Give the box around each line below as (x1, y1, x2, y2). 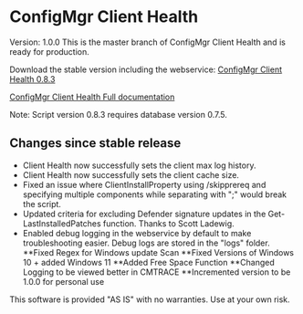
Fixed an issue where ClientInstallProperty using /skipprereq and (22, 179, 266, 190)
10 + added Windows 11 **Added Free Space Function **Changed (22, 256, 276, 267)
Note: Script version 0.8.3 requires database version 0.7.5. (9, 109, 228, 120)
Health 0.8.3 (9, 73, 56, 84)
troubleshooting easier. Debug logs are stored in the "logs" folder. (22, 237, 271, 248)
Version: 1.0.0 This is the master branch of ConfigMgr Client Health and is (9, 37, 286, 47)
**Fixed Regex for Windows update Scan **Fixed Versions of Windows (22, 246, 295, 257)
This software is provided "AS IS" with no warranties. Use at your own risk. (9, 294, 290, 305)
